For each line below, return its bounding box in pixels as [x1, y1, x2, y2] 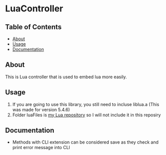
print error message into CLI [12, 145, 71, 151]
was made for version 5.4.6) [12, 106, 71, 112]
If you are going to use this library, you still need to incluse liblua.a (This [12, 101, 160, 107]
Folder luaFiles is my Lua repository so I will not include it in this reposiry [12, 112, 161, 118]
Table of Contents [5, 23, 62, 31]
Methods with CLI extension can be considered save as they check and [12, 139, 159, 145]
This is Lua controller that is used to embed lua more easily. [5, 74, 127, 80]
